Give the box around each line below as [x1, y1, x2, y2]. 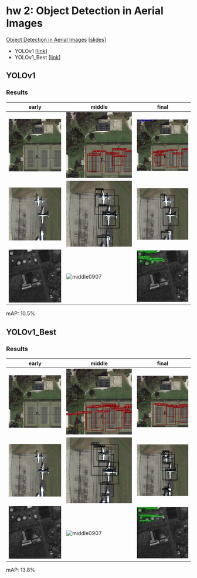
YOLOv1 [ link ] [14, 47, 48, 54]
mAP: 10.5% [6, 310, 35, 317]
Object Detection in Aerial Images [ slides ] [6, 36, 107, 43]
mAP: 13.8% [6, 566, 35, 573]
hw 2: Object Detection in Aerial [6, 4, 164, 18]
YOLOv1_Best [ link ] [14, 54, 61, 61]
